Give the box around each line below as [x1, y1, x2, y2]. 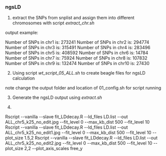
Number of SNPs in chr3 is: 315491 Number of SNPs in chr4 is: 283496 [5, 45, 151, 51]
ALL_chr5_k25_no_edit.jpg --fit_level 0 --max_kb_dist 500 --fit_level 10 [5, 119, 150, 125]
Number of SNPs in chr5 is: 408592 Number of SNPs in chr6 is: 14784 [5, 50, 149, 56]
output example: [5, 30, 39, 36]
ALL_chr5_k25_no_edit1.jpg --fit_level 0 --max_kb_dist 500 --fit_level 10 [5, 130, 152, 136]
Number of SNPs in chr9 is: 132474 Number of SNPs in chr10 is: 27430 [5, 61, 150, 67]
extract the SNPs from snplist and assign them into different [12, 15, 135, 21]
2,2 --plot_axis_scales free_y [24, 146, 83, 152]
